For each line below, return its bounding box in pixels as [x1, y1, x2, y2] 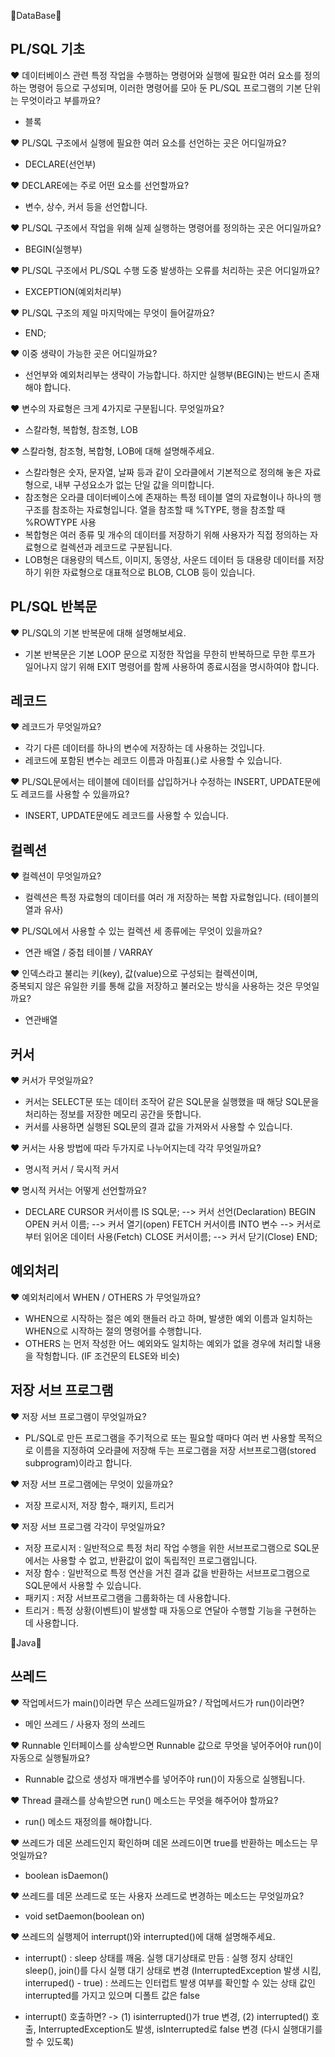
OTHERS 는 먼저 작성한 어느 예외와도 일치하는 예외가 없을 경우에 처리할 [24, 1337, 303, 1349]
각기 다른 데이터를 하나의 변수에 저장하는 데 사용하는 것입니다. [24, 742, 266, 754]
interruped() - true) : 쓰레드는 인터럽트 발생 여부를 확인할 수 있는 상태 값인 [24, 1976, 316, 1989]
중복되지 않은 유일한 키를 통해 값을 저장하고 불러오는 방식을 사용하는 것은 [10, 980, 293, 992]
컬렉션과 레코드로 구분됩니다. [59, 541, 173, 553]
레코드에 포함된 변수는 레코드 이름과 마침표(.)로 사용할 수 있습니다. [24, 755, 283, 767]
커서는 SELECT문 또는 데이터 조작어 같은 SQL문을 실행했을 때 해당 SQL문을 [24, 1096, 320, 1108]
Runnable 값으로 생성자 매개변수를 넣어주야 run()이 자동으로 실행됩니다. [24, 1773, 306, 1785]
